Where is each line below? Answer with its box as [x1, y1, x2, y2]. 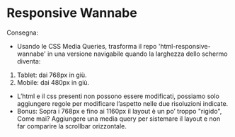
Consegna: [6, 28, 39, 37]
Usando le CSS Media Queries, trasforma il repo [16, 42, 157, 50]
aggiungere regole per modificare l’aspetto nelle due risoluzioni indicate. [16, 99, 229, 107]
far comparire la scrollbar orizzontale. [16, 121, 127, 130]
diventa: [16, 56, 41, 65]
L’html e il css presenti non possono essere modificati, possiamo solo [16, 92, 220, 100]
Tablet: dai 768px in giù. [16, 71, 87, 79]
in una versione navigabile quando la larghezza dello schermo [47, 49, 228, 58]
